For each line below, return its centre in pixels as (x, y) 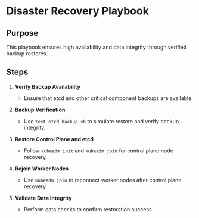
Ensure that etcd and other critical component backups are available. (108, 98)
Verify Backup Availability (47, 86)
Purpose (22, 33)
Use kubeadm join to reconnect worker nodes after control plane (102, 180)
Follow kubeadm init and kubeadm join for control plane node (99, 151)
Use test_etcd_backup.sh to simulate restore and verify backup (101, 121)
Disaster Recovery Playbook (77, 11)
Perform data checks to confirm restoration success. (88, 209)
